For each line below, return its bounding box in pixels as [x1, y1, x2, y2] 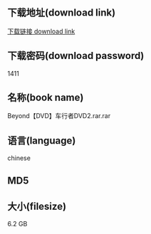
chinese [7, 154, 31, 162]
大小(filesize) [7, 201, 66, 213]
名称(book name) [7, 92, 84, 104]
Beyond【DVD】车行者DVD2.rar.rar [7, 112, 111, 120]
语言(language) [7, 134, 76, 147]
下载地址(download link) [7, 6, 116, 19]
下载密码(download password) [7, 50, 145, 62]
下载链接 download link [7, 27, 75, 36]
